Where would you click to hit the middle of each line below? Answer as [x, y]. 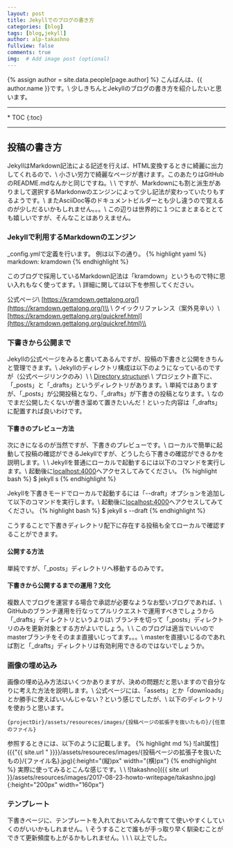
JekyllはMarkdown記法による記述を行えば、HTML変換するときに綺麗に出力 [115, 165]
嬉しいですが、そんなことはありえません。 [74, 218]
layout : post [26, 14]
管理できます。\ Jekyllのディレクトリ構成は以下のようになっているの [111, 368]
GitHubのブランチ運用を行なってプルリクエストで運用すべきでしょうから [111, 611]
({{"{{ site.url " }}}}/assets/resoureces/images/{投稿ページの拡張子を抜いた [114, 752]
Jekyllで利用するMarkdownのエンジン [72, 237]
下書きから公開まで [39, 343]
